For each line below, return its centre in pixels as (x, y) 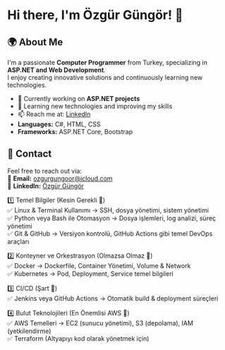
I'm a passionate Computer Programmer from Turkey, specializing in (108, 62)
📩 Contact (30, 154)
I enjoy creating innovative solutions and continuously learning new (105, 77)
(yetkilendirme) (29, 331)
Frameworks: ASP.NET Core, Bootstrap (75, 132)
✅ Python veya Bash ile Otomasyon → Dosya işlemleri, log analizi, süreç (112, 218)
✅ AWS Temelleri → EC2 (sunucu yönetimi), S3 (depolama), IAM (101, 323)
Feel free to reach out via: (45, 171)
